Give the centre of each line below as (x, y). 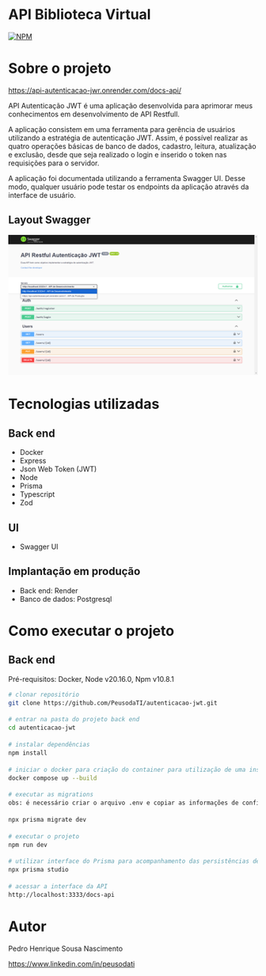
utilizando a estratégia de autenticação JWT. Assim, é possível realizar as (128, 138)
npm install (28, 753)
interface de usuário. (42, 195)
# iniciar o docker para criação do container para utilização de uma (127, 770)
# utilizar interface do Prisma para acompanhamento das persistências (129, 861)
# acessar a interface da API (58, 886)
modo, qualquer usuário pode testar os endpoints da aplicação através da (129, 187)
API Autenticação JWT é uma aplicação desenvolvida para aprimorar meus (131, 105)
